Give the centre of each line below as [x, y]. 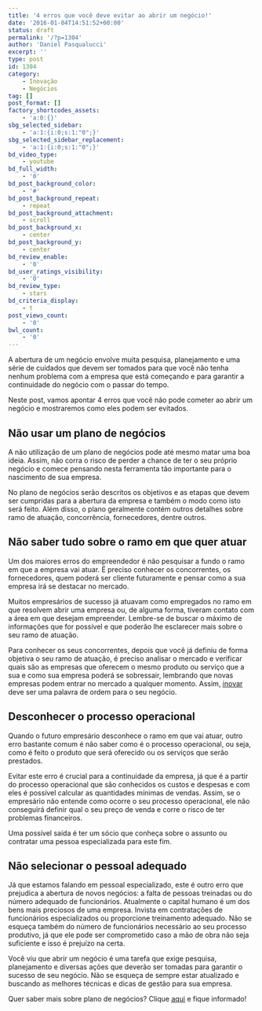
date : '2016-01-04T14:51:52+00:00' [66, 23]
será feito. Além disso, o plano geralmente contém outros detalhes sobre [126, 509]
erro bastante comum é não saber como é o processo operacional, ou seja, [129, 743]
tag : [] [21, 96]
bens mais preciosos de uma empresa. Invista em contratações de [116, 910]
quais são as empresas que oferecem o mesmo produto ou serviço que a [126, 666]
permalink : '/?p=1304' [45, 37]
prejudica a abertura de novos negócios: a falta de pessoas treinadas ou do [130, 893]
